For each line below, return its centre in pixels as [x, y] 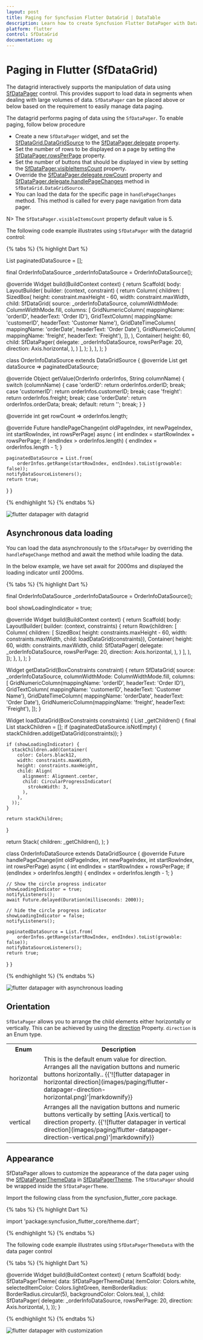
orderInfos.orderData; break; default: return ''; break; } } [76, 404]
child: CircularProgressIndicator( [67, 781]
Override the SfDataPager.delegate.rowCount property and [89, 175]
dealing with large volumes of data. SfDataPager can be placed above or [96, 99]
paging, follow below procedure [46, 124]
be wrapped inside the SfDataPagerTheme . [57, 1186]
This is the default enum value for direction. [105, 1059]
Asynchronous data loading [60, 534]
